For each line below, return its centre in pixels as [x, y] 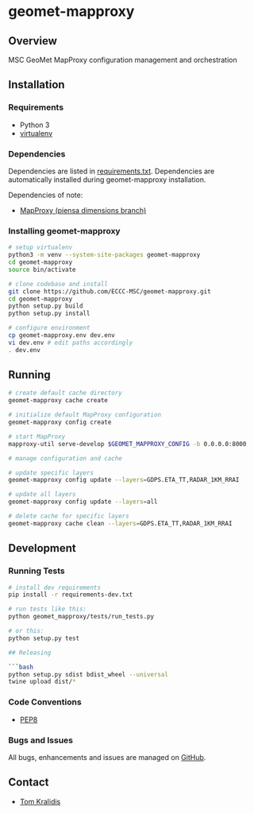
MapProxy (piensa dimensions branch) [83, 210]
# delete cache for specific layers [69, 516]
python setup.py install [49, 314]
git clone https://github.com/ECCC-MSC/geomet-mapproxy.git [110, 291]
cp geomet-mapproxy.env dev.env [62, 335]
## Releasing [30, 653]
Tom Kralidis [40, 801]
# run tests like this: [48, 609]
